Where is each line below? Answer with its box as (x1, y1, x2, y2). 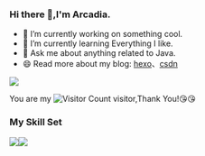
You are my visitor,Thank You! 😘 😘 (9, 94, 196, 105)
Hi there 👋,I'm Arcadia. (9, 8, 111, 21)
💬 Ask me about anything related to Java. (22, 48, 176, 59)
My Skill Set (9, 116, 62, 129)
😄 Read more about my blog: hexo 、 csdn (22, 59, 179, 69)
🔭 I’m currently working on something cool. (22, 29, 183, 40)
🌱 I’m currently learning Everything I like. (22, 38, 173, 49)
